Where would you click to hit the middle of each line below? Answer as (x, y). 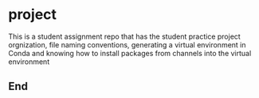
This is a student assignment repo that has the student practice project (124, 36)
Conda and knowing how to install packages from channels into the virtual (130, 53)
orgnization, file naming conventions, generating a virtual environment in (127, 44)
